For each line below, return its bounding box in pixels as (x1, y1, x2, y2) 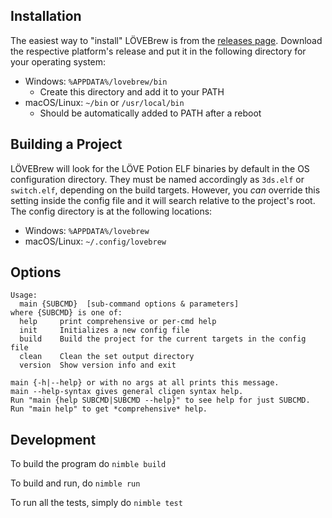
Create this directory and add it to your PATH (39, 85, 225, 98)
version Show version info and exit (19, 360, 177, 371)
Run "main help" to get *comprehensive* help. (10, 404, 208, 414)
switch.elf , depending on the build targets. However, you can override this (10, 184, 321, 196)
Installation (10, 8, 82, 25)
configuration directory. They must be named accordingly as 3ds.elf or (10, 173, 305, 185)
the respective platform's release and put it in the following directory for (10, 45, 307, 57)
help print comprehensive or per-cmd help (19, 317, 217, 327)
